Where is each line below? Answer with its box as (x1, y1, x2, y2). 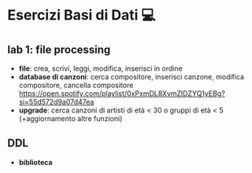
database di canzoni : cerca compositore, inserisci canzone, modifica (18, 72, 245, 81)
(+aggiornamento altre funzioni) (18, 114, 123, 123)
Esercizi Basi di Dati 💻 (7, 6, 156, 24)
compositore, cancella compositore (18, 80, 134, 90)
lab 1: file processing (7, 42, 111, 56)
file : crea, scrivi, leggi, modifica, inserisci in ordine (18, 64, 183, 73)
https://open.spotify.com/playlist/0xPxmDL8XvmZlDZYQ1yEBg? (18, 89, 225, 98)
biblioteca (18, 157, 53, 167)
